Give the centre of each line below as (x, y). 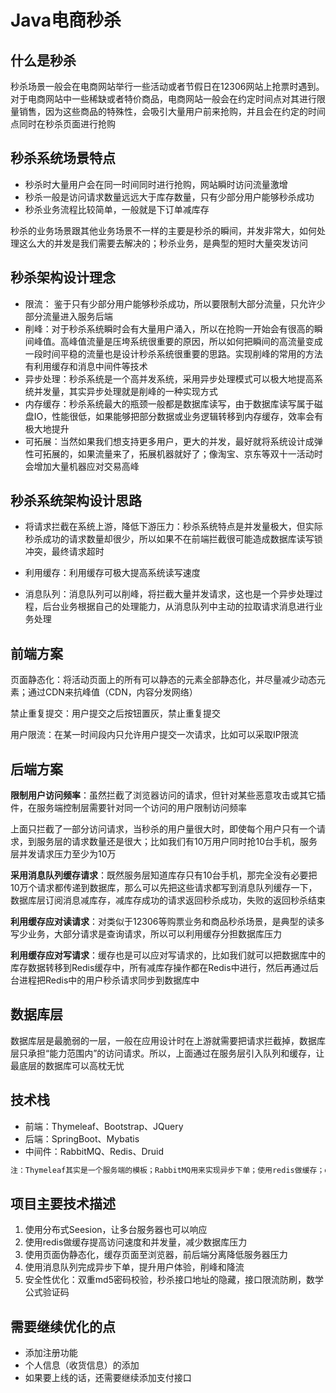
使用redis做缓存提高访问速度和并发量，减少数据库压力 (136, 1242)
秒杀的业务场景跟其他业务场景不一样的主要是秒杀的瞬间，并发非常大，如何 (163, 230)
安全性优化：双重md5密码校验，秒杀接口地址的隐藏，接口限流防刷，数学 (174, 1280)
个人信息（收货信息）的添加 (82, 1365)
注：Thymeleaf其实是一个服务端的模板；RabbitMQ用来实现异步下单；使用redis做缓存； (167, 1170)
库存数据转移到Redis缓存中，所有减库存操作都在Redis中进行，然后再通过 (160, 968)
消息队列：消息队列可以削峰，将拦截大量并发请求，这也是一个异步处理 (169, 594)
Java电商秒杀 (66, 20)
